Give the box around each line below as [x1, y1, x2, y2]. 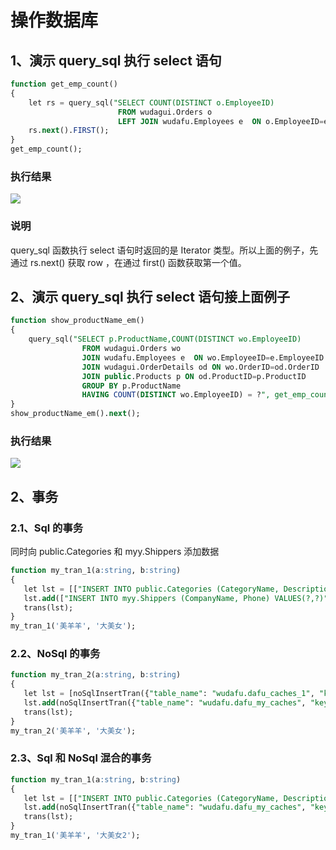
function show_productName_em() [10, 316, 145, 326]
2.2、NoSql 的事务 [10, 647, 101, 661]
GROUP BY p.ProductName [81, 381, 182, 391]
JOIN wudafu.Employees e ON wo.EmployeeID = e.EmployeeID [81, 352, 325, 363]
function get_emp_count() [10, 79, 118, 89]
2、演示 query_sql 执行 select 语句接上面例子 [10, 288, 291, 305]
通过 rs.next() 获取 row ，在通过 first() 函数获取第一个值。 [10, 256, 247, 268]
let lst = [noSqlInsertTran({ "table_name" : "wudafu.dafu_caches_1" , [23, 689, 315, 699]
